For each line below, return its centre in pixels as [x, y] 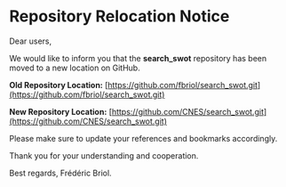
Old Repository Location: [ [59, 85]
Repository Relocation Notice [119, 16]
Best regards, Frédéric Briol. [61, 173]
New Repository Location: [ [61, 111]
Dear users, [30, 41]
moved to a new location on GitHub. [75, 68]
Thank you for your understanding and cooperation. [104, 155]
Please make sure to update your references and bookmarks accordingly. [143, 138]
